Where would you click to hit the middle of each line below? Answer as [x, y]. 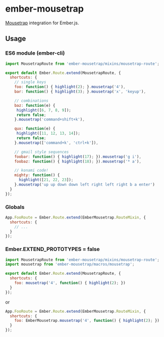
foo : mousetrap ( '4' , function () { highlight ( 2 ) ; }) [70, 283]
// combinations [32, 101]
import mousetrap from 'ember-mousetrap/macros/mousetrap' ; [70, 264]
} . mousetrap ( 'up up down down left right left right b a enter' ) [85, 185]
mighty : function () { [37, 175]
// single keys [30, 82]
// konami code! [32, 171]
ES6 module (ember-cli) [35, 53]
